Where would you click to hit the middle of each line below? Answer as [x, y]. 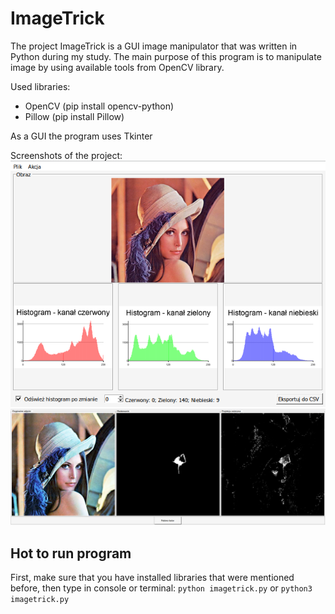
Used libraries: [40, 86]
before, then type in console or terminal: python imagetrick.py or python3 [161, 588]
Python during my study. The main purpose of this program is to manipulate [166, 56]
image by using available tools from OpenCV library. [117, 67]
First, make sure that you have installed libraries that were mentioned [152, 578]
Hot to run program [71, 553]
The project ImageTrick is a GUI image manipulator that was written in [154, 46]
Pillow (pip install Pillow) [74, 116]
